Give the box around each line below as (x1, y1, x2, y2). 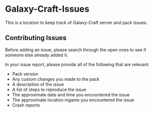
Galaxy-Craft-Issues (5, 3, 90, 15)
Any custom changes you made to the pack (12, 76, 100, 82)
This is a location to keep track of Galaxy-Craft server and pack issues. (5, 20, 148, 25)
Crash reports (12, 102, 40, 108)
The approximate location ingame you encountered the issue (12, 97, 135, 103)
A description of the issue (12, 81, 64, 87)
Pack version (12, 71, 38, 77)
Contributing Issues (5, 34, 67, 42)
